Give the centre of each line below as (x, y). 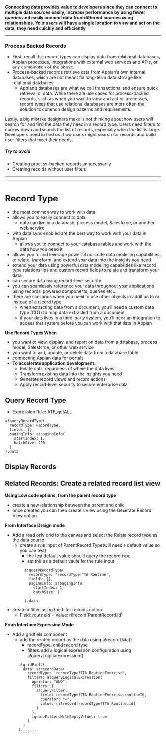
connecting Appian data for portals (48, 358)
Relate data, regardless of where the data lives (67, 369)
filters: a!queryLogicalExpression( (65, 678)
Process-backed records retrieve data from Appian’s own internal (79, 72)
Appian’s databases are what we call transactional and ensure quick (89, 88)
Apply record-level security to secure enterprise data (74, 385)
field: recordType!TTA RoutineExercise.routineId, (94, 695)
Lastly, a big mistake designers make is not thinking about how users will (79, 119)
